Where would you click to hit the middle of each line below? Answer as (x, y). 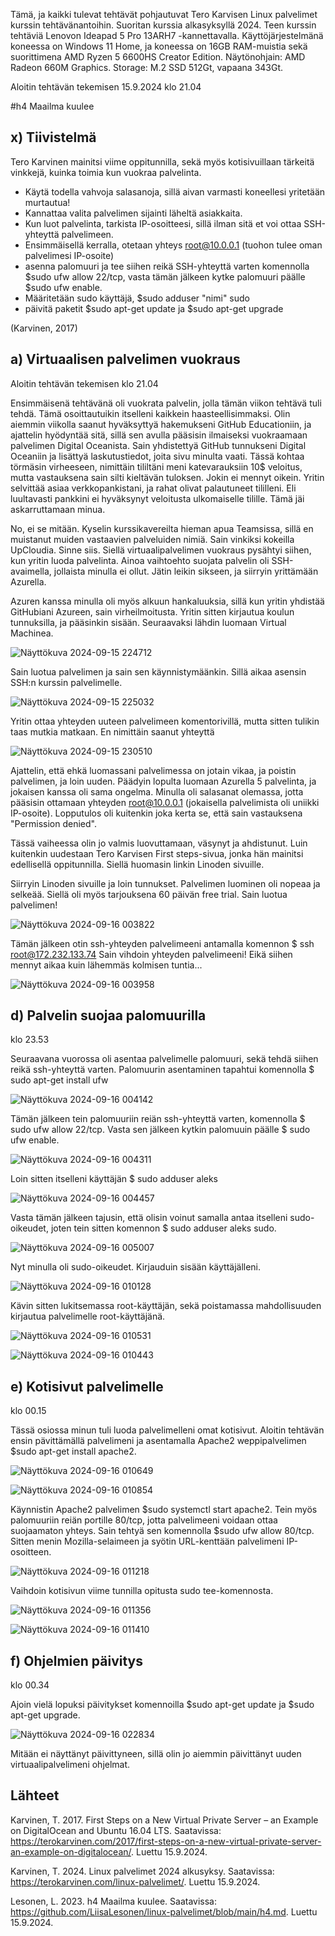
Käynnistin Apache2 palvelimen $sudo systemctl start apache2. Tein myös (164, 1510)
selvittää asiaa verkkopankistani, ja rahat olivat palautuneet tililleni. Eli (153, 488)
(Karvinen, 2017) (44, 328)
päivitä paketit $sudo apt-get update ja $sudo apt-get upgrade (154, 308)
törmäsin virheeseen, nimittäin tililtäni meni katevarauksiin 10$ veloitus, (156, 466)
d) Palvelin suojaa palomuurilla (108, 1015)
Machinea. (32, 633)
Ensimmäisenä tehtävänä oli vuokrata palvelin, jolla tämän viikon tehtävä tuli (166, 403)
